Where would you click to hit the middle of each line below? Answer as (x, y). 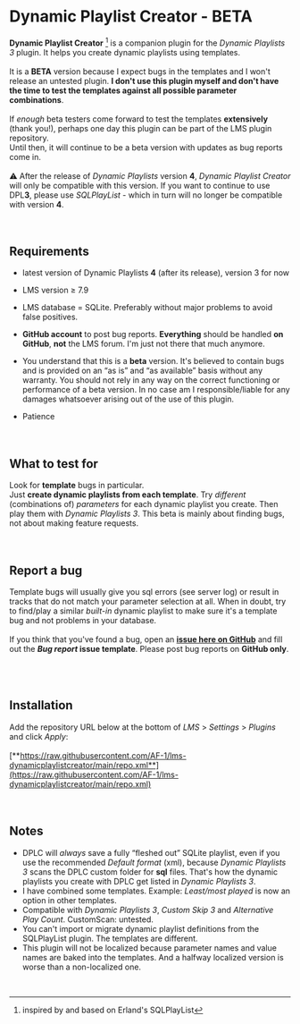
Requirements (49, 251)
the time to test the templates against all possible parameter (123, 90)
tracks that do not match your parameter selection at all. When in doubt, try (148, 602)
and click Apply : (39, 736)
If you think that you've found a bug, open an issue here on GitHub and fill (146, 639)
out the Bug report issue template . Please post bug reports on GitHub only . (149, 649)
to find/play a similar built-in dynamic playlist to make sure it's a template (143, 611)
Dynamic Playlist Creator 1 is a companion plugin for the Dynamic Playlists (147, 42)
